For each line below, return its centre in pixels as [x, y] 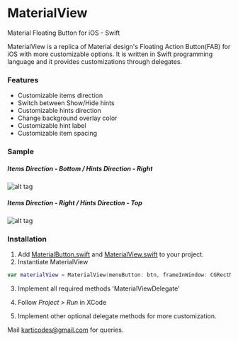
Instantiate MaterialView [53, 262]
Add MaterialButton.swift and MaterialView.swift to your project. [110, 254]
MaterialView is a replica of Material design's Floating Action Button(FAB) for [119, 46]
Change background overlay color [67, 118]
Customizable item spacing [57, 134]
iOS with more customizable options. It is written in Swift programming [110, 54]
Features [23, 80]
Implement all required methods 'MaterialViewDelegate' [99, 288]
